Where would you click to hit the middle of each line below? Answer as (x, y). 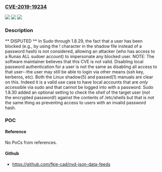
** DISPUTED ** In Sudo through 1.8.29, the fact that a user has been (74, 41)
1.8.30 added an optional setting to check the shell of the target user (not (78, 92)
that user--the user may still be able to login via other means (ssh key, (75, 72)
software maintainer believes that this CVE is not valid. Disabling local (74, 61)
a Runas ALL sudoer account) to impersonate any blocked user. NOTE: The (80, 56)
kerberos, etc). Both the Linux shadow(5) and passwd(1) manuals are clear (79, 77)
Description (19, 30)
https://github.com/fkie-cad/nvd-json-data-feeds (61, 164)
